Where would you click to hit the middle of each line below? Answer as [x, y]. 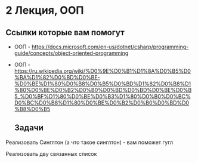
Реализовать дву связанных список [51, 153]
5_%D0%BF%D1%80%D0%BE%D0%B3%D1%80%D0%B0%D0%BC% [103, 96]
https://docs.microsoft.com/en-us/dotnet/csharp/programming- [110, 47]
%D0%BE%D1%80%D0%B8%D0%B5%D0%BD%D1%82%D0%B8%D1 [103, 84]
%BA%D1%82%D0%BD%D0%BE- [57, 77]
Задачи [29, 128]
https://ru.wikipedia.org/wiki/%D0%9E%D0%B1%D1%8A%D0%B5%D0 [103, 71]
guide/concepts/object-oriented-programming [71, 53]
